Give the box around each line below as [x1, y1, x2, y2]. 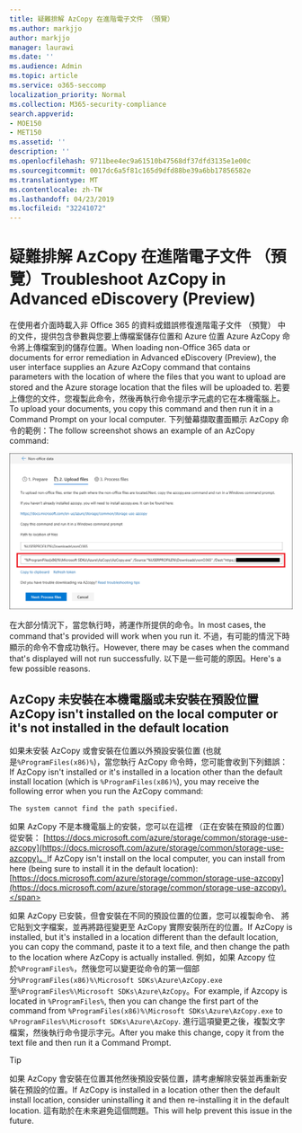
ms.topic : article [9, 72, 78, 81]
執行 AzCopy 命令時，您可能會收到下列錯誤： [120, 756, 289, 767]
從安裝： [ [9, 832, 47, 843]
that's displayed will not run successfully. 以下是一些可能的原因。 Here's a [9, 653, 281, 664]
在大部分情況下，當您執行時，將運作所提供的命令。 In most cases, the [9, 620, 267, 631]
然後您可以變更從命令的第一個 [81, 962, 192, 974]
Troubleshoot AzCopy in [40, 270, 226, 289]
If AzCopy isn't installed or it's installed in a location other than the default [9, 766, 283, 777]
